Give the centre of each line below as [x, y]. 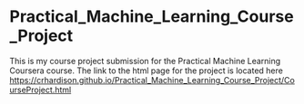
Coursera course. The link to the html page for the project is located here [147, 71]
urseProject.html [41, 90]
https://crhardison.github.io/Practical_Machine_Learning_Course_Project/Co [152, 80]
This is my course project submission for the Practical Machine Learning [145, 61]
